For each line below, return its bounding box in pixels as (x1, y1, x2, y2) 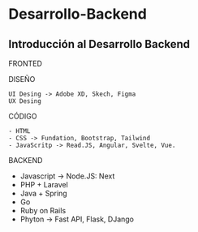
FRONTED (8, 58, 43, 68)
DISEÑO (8, 75, 36, 84)
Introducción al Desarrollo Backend (8, 37, 191, 51)
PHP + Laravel (19, 180, 69, 189)
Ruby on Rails (19, 206, 67, 215)
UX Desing (8, 97, 42, 105)
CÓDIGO (8, 111, 37, 121)
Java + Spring (19, 188, 67, 198)
